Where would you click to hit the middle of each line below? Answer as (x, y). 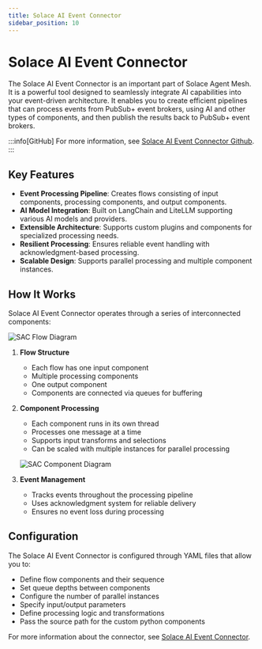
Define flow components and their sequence (92, 579)
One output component (69, 385)
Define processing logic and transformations (92, 613)
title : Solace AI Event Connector (65, 15)
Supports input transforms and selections (99, 441)
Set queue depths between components (85, 587)
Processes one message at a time (86, 432)
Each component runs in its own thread (95, 423)
